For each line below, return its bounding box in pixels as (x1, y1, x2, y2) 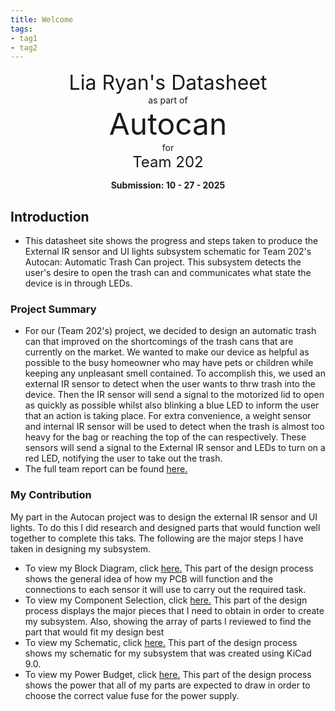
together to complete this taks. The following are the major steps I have (10, 532, 304, 544)
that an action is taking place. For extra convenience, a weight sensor (24, 410, 312, 422)
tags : (10, 24, 33, 34)
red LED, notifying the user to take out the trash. (24, 452, 223, 465)
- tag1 (10, 33, 38, 43)
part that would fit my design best (24, 626, 165, 638)
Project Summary (10, 302, 97, 316)
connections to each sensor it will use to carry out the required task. (24, 583, 307, 595)
